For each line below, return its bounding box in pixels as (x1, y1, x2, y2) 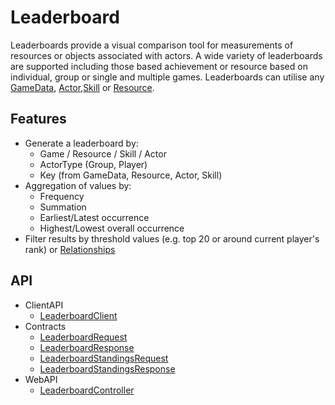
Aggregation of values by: (24, 179, 132, 191)
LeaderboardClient (39, 309, 118, 321)
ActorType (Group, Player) (39, 158, 148, 170)
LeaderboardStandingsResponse (39, 362, 176, 375)
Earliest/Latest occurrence (39, 211, 150, 223)
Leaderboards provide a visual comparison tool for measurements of (10, 39, 294, 51)
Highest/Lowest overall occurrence (39, 222, 185, 234)
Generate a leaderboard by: (24, 137, 139, 149)
